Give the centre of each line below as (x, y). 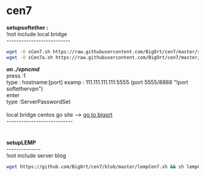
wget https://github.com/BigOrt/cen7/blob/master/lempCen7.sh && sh (95, 167)
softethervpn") (25, 89)
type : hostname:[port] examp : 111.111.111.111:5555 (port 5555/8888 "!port (97, 82)
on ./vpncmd (23, 69)
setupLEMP (21, 142)
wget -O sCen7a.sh (30, 57)
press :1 (16, 75)
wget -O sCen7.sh (28, 52)
